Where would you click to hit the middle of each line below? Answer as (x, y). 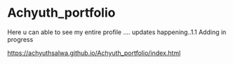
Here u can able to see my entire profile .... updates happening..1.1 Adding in (117, 32)
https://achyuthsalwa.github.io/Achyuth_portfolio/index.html (94, 53)
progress (20, 39)
